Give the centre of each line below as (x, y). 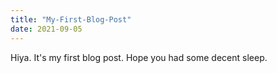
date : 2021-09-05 (46, 29)
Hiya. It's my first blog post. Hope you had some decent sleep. (139, 57)
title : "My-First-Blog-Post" (71, 19)
